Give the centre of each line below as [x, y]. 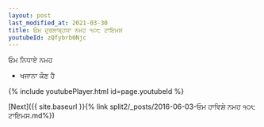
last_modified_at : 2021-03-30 [58, 23]
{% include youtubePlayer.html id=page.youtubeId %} [96, 92]
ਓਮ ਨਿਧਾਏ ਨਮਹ [31, 60]
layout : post [30, 15]
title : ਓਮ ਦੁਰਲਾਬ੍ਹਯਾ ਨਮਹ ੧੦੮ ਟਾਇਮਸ [65, 30]
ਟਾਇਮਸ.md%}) [32, 116]
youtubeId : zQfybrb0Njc [48, 37]
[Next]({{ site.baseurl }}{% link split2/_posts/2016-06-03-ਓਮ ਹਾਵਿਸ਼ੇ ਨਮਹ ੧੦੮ [132, 106]
